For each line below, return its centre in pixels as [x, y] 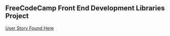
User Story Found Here [30, 28]
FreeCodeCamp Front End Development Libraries [85, 8]
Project [17, 16]
